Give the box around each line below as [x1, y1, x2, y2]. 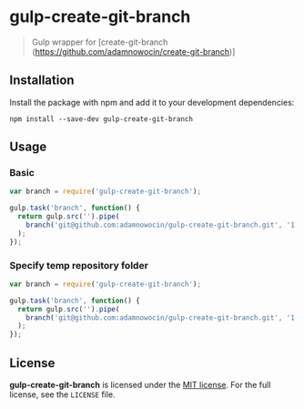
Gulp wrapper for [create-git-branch [31, 36, 168, 47]
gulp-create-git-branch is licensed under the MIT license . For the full [9, 380, 271, 391]
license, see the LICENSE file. [9, 389, 116, 400]
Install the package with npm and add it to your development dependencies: [9, 97, 295, 107]
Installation [9, 73, 75, 88]
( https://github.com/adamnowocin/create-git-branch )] [31, 46, 236, 56]
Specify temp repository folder [9, 259, 148, 271]
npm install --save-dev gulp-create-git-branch [9, 114, 194, 124]
